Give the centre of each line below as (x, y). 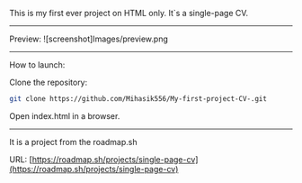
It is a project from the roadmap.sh (73, 142)
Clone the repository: (49, 82)
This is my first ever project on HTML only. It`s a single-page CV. (129, 13)
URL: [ (21, 159)
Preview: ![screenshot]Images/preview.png (89, 39)
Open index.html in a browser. (65, 115)
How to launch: (37, 65)
